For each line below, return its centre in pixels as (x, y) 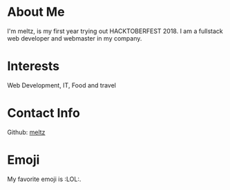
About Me (36, 12)
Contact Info (44, 113)
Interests (33, 66)
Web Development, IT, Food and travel (61, 85)
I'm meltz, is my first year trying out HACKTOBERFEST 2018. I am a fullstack (115, 31)
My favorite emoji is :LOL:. (44, 179)
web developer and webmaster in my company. (75, 38)
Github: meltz (26, 132)
